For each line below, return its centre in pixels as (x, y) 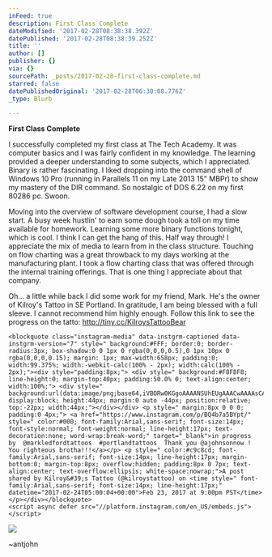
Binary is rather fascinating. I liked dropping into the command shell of (125, 170)
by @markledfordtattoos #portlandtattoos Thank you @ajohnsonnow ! (130, 443)
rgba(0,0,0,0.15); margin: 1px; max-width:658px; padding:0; (114, 358)
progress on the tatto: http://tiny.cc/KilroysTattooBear (97, 322)
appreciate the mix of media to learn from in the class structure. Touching (131, 246)
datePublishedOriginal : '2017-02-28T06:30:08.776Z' (97, 91)
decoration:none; (38, 436)
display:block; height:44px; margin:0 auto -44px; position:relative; (130, 401)
